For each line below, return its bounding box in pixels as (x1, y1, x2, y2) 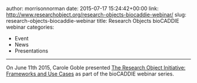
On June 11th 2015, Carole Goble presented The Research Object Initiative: (6, 64, 186, 71)
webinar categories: (6, 23, 55, 30)
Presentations (14, 47, 49, 54)
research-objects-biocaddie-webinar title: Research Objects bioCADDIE (6, 18, 180, 24)
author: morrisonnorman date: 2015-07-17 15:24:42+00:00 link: (6, 5, 159, 12)
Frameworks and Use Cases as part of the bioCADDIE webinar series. (6, 70, 174, 77)
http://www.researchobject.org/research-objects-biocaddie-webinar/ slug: (6, 11, 186, 18)
